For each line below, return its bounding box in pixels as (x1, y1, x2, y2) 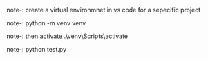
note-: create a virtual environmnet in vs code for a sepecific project (6, 6, 201, 14)
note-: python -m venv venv (6, 19, 86, 27)
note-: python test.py (6, 46, 67, 53)
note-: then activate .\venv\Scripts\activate (6, 32, 129, 40)
